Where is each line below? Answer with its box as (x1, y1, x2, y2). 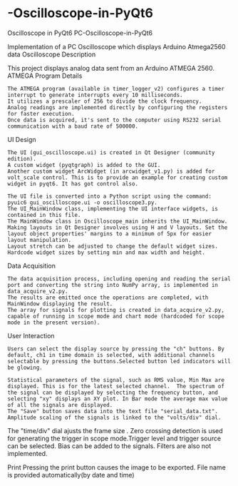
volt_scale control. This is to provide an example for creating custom (7, 173, 228, 181)
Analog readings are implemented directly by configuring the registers (7, 103, 228, 111)
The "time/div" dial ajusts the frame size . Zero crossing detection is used (7, 426, 223, 435)
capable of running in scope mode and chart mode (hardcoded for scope (7, 313, 224, 320)
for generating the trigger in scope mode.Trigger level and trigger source (7, 434, 222, 442)
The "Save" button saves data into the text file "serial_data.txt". (7, 407, 219, 415)
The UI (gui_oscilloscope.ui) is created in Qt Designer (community (7, 148, 215, 156)
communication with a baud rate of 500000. (7, 123, 139, 130)
